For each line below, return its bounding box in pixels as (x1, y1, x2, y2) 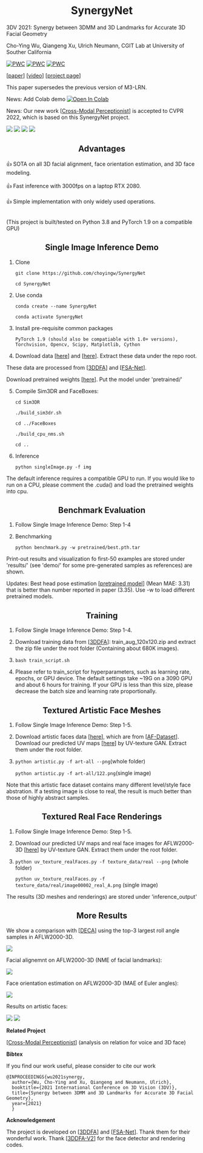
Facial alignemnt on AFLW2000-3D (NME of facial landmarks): (6, 956, 162, 964)
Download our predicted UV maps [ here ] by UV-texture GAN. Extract (15, 740, 187, 746)
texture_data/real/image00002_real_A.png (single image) (15, 881, 159, 888)
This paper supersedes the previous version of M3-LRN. (6, 83, 147, 91)
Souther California (6, 48, 52, 55)
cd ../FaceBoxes (15, 420, 56, 427)
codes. (6, 1141, 24, 1148)
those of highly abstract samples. (6, 794, 90, 801)
